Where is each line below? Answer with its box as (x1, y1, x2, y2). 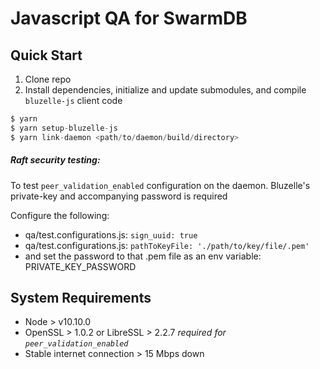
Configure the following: (10, 209, 110, 221)
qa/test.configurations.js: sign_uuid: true (24, 228, 198, 241)
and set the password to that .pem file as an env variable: (24, 250, 262, 262)
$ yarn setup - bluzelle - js (10, 123, 118, 133)
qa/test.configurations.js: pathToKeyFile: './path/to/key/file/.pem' (24, 239, 310, 251)
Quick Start (10, 47, 83, 64)
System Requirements (10, 289, 152, 306)
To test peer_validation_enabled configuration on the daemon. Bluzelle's (10, 179, 311, 191)
